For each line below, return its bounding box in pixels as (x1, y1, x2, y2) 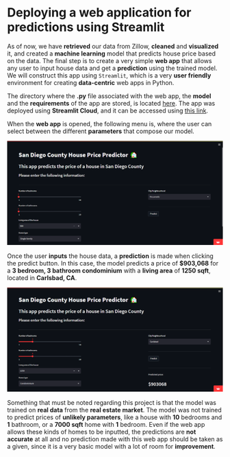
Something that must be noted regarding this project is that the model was (7, 399, 217, 407)
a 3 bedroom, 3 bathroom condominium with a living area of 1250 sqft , (7, 266, 211, 274)
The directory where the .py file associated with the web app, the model (7, 91, 212, 100)
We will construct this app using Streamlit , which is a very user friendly (7, 71, 212, 80)
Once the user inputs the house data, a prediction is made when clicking (7, 252, 214, 260)
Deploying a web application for (7, 5, 192, 21)
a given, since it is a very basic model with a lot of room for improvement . (7, 443, 216, 451)
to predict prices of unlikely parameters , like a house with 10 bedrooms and (7, 413, 222, 421)
